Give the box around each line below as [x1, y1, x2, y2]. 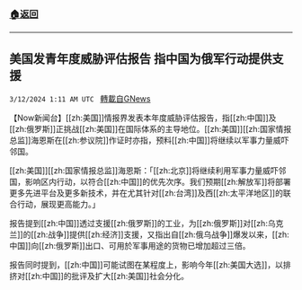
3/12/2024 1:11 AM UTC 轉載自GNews [9, 93, 151, 104]
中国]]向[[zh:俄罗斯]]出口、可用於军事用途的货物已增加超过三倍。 [9, 241, 251, 251]
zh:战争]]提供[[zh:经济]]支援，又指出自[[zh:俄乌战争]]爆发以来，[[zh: [36, 229, 289, 240]
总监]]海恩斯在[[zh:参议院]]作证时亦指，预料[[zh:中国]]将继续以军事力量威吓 [9, 135, 289, 145]
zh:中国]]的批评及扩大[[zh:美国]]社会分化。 [31, 271, 189, 282]
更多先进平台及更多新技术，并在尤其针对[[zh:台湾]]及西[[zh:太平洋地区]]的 [9, 188, 283, 198]
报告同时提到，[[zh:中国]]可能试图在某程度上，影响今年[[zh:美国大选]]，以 [9, 259, 283, 270]
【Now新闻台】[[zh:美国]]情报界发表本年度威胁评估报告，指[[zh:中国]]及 [9, 112, 277, 123]
